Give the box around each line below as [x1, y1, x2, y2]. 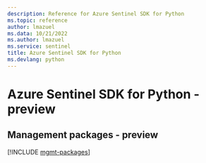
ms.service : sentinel [7, 43, 71, 50]
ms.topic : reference [7, 17, 68, 24]
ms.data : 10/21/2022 [7, 30, 68, 37]
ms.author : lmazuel [7, 37, 65, 44]
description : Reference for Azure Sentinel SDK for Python [7, 10, 185, 18]
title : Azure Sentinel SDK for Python [7, 50, 121, 57]
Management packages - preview [7, 129, 159, 141]
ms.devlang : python [7, 56, 65, 63]
